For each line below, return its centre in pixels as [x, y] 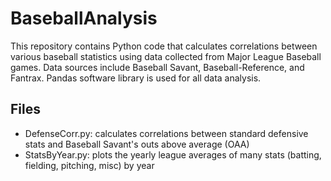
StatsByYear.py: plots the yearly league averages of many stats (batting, [173, 154]
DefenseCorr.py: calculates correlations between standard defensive [166, 133]
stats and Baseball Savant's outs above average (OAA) [137, 144]
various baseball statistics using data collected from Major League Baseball [166, 56]
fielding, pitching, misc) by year [89, 165]
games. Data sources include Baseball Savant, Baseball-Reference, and [157, 67]
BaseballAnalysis [84, 18]
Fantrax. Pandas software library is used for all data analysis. [136, 78]
